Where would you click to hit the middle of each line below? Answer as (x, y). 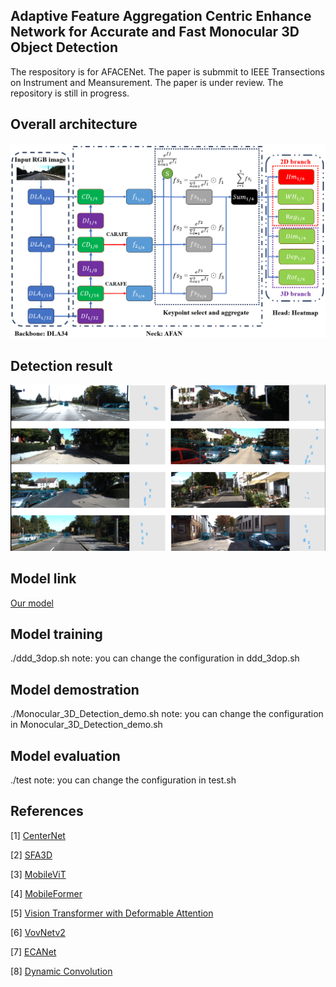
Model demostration (75, 689)
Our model (32, 603)
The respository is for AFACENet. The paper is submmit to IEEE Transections (167, 71)
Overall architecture (74, 124)
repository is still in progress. (70, 93)
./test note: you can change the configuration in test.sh (123, 780)
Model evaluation (65, 755)
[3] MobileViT (38, 874)
